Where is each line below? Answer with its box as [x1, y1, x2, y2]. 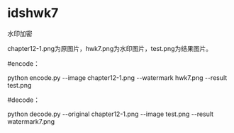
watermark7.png [7, 117, 55, 125]
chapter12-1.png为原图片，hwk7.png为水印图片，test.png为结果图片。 [7, 44, 213, 52]
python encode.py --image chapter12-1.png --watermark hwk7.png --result [7, 73, 228, 82]
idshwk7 [7, 5, 59, 21]
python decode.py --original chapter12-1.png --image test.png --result [7, 110, 214, 118]
